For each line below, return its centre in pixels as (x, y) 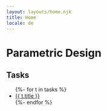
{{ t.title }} (28, 96)
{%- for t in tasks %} (41, 90)
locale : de (20, 23)
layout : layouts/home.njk (39, 12)
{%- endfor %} (34, 103)
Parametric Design (54, 53)
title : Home (21, 17)
